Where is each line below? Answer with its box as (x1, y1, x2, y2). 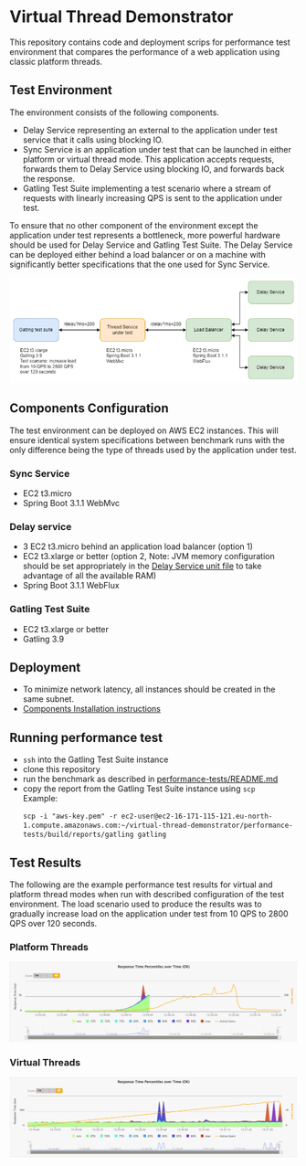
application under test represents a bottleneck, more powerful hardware (9, 229, 280, 240)
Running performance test (9, 729, 163, 746)
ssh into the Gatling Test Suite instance (22, 754, 169, 765)
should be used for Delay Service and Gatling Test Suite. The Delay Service (9, 239, 293, 250)
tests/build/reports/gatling (22, 830, 134, 840)
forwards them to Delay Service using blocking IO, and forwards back (22, 163, 285, 175)
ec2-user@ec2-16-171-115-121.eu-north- (121, 811, 273, 821)
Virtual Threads (9, 1055, 80, 1068)
